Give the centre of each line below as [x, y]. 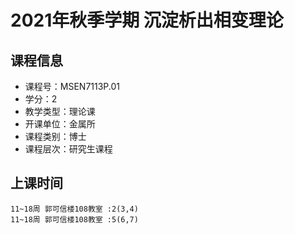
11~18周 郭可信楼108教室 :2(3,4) [74, 209]
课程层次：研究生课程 [68, 149]
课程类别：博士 [55, 136]
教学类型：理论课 [60, 111]
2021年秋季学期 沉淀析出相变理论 [147, 20]
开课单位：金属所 [60, 124]
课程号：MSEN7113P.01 [72, 86]
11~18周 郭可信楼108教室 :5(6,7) [74, 219]
